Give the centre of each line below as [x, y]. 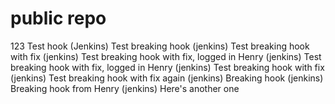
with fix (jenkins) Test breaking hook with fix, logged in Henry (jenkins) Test [166, 56]
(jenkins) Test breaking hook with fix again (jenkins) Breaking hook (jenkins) [167, 78]
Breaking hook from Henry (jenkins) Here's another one [125, 88]
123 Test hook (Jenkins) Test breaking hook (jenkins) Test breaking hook [160, 46]
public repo [58, 18]
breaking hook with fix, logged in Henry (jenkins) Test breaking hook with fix [167, 67]
